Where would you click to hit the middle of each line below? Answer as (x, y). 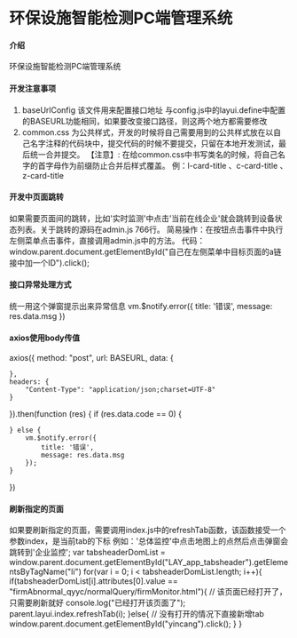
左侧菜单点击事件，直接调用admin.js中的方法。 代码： (107, 240)
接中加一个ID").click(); (50, 262)
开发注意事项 (32, 88)
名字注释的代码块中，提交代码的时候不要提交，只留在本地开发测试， (154, 143)
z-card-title (43, 175)
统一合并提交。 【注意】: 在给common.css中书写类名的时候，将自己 (154, 154)
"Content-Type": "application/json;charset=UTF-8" (121, 390)
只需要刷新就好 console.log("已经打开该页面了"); (98, 603)
